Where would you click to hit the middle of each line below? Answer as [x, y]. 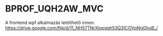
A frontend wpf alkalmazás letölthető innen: [50, 22]
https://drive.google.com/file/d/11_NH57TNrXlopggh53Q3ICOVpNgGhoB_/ [81, 27]
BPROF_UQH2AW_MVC [54, 9]
